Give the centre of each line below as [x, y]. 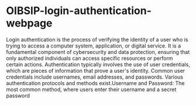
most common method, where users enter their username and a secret [91, 89]
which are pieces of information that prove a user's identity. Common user [96, 70]
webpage [29, 23]
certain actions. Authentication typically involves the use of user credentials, [98, 64]
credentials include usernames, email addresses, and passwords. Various [94, 77]
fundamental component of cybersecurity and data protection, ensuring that [98, 52]
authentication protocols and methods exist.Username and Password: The [95, 83]
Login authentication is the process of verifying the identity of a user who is [97, 39]
